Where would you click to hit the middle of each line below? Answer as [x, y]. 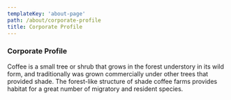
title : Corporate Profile [45, 27]
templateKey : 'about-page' [46, 14]
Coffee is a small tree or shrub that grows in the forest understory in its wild [116, 66]
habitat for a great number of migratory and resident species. [95, 89]
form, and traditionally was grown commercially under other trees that [108, 73]
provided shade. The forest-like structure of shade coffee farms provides [112, 81]
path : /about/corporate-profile [54, 20]
